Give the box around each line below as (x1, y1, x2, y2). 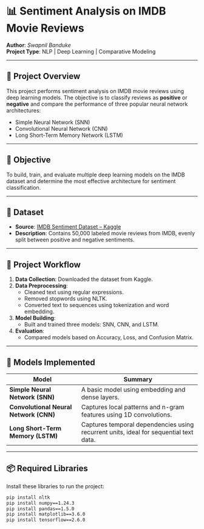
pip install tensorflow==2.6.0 (6, 517, 86, 523)
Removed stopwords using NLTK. (24, 295, 107, 302)
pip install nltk (6, 494, 50, 500)
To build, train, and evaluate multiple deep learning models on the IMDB (6, 171, 185, 178)
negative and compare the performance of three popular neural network (6, 100, 188, 108)
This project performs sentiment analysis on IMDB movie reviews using (6, 87, 184, 94)
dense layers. (81, 393, 120, 401)
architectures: (6, 106, 41, 114)
